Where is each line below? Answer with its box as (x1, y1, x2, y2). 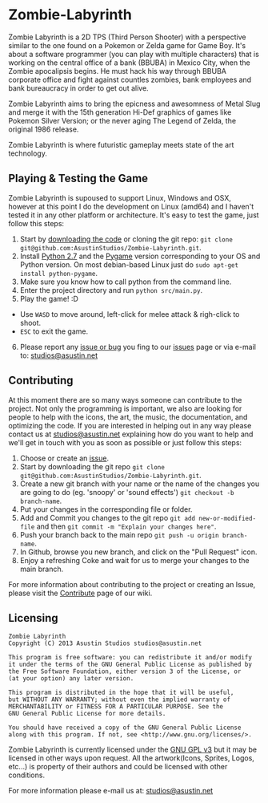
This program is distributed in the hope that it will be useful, (8, 688, 234, 697)
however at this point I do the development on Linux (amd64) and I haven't (8, 201, 254, 211)
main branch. (19, 564, 64, 574)
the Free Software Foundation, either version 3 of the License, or (8, 667, 242, 675)
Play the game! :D (19, 294, 78, 303)
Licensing (8, 611, 58, 625)
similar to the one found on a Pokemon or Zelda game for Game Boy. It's (8, 40, 246, 50)
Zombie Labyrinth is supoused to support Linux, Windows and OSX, (8, 193, 232, 202)
